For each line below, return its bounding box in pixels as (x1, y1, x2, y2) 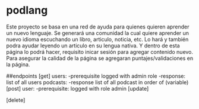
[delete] (6, 96, 26, 104)
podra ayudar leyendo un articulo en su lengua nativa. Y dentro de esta (6, 42, 180, 49)
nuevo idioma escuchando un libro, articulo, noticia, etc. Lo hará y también (6, 36, 189, 43)
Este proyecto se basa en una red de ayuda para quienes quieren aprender (6, 23, 189, 30)
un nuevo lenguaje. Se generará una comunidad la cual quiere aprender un (6, 29, 189, 36)
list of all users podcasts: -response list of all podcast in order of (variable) (6, 78, 189, 86)
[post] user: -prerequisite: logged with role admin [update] (6, 85, 149, 92)
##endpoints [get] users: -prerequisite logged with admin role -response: (6, 72, 186, 79)
